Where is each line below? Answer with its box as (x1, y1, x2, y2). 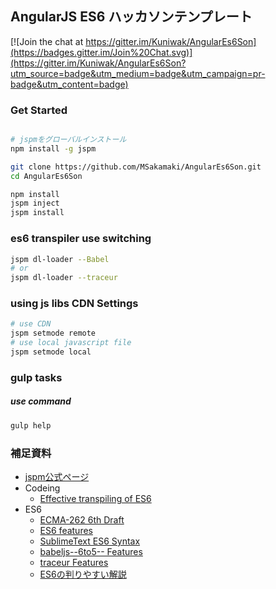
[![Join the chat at (10, 35, 84, 47)
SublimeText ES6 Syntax (39, 535, 141, 547)
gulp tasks (10, 370, 63, 384)
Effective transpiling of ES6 (39, 493, 152, 505)
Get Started (10, 103, 68, 117)
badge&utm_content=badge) (10, 78, 129, 90)
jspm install (10, 208, 65, 218)
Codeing (24, 482, 61, 494)
